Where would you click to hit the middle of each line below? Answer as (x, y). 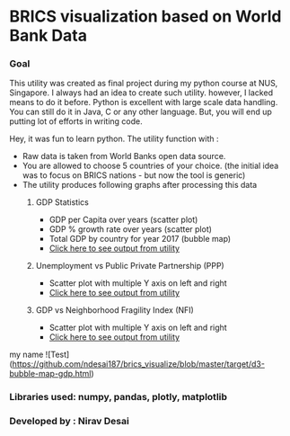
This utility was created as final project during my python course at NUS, (144, 84)
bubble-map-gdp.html (50, 374)
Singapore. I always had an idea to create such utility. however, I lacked (141, 93)
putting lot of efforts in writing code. (76, 121)
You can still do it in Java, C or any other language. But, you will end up (141, 112)
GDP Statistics (62, 202)
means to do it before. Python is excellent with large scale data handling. (144, 102)
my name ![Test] (40, 355)
